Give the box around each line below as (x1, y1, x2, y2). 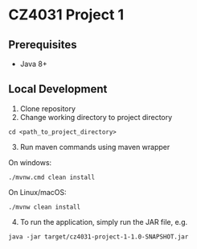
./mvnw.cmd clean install (8, 173, 95, 181)
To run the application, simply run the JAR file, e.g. (19, 217, 188, 226)
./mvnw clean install (8, 203, 81, 211)
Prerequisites (8, 38, 77, 52)
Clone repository (19, 103, 76, 114)
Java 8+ (19, 59, 47, 68)
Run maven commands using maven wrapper (19, 142, 170, 151)
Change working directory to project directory (19, 112, 173, 122)
